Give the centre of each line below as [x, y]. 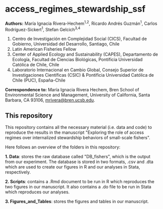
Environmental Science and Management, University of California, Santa [78, 95]
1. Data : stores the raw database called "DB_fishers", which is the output [78, 157]
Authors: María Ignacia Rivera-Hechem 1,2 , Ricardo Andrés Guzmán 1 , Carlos [81, 23]
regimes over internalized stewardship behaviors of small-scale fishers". [78, 138]
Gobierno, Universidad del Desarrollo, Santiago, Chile [66, 44]
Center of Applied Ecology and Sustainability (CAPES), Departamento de [85, 54]
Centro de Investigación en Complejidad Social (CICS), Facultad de [80, 39]
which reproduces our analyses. [37, 192]
